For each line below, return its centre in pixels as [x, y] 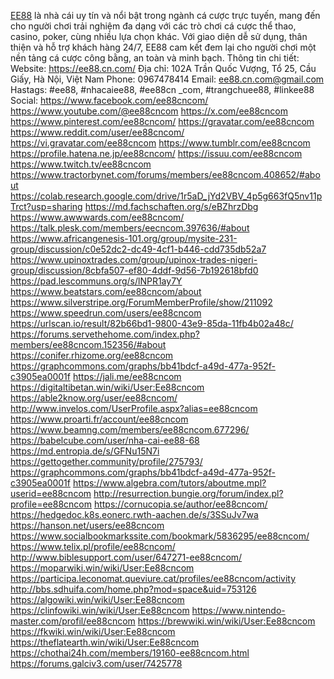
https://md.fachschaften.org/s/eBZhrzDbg [171, 206]
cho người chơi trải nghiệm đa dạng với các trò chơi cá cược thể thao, [153, 26]
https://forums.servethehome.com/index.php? [105, 334]
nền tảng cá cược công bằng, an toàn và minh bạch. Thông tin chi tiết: [155, 58]
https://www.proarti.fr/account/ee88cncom [99, 419]
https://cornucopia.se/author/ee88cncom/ [180, 504]
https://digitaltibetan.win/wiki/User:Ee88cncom [107, 387]
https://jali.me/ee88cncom [127, 376]
